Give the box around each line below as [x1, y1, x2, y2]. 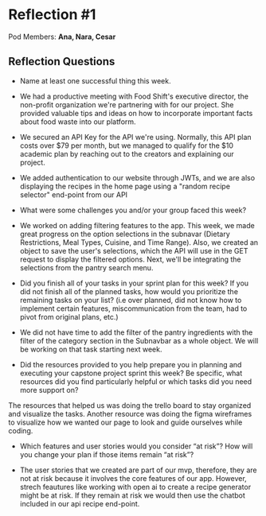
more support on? [19, 385, 79, 394]
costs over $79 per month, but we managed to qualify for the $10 [19, 141, 233, 150]
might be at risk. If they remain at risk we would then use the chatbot [19, 491, 245, 500]
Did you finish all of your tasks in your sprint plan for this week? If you [19, 278, 249, 288]
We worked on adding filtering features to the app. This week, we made [19, 220, 255, 230]
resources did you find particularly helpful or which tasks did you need [19, 376, 252, 386]
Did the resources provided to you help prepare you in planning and [19, 359, 242, 369]
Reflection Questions [8, 55, 115, 68]
